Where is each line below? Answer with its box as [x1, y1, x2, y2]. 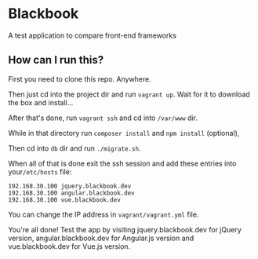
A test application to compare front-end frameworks [8, 31, 176, 40]
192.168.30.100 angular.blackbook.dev [8, 189, 135, 197]
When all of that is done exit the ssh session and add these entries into [8, 159, 237, 168]
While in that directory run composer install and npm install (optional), [8, 128, 240, 137]
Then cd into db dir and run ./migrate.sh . [8, 143, 141, 153]
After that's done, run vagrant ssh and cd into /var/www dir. [8, 113, 198, 122]
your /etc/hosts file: [8, 166, 72, 177]
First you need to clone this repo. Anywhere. [8, 74, 151, 83]
